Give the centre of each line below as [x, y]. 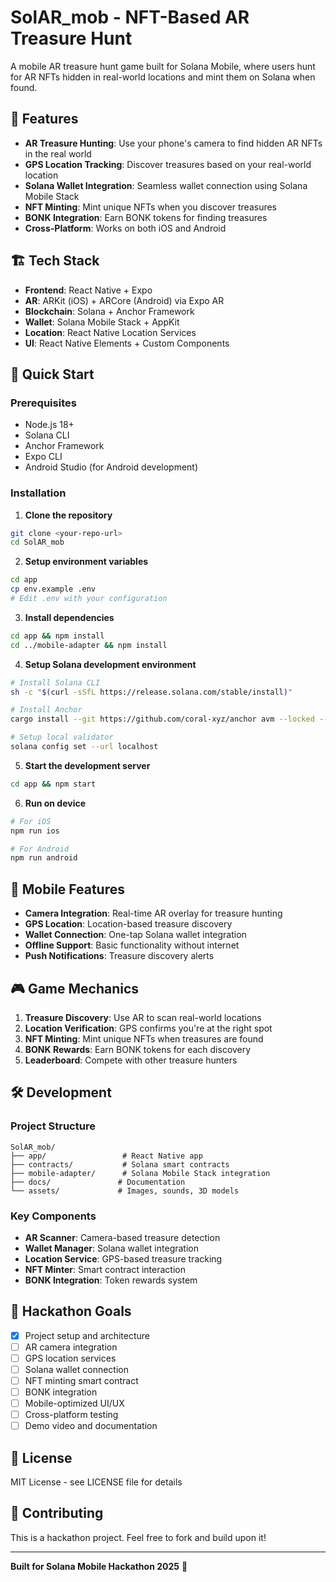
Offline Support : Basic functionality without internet [132, 945]
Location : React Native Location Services [110, 332]
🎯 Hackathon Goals [71, 1311]
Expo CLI [43, 457]
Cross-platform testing [71, 1415]
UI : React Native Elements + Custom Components [127, 343]
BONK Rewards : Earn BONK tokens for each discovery [138, 1049]
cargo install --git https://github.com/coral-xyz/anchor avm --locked [162, 719]
